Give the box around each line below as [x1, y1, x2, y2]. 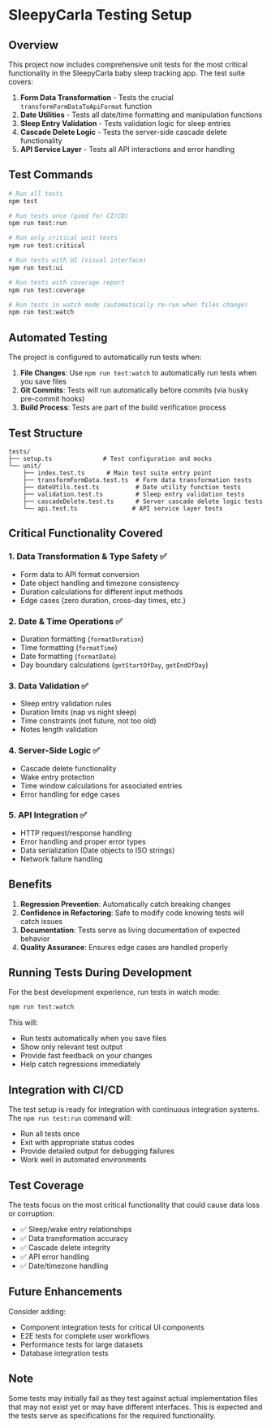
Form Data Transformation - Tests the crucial [19, 93, 174, 102]
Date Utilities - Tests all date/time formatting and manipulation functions [19, 110, 263, 119]
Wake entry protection [19, 772, 95, 782]
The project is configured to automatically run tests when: [8, 352, 202, 362]
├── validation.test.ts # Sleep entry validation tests [23, 490, 245, 498]
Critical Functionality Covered [8, 527, 164, 540]
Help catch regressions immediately [19, 1059, 140, 1070]
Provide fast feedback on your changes [19, 1051, 153, 1061]
